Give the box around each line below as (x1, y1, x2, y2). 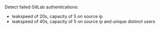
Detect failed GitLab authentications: (4, 4, 79, 10)
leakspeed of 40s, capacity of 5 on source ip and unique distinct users (11, 19, 156, 24)
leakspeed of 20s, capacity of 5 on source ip (11, 14, 103, 19)
